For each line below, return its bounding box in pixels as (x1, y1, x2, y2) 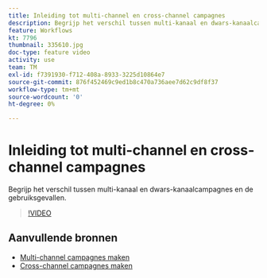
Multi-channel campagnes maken (19, 252, 130, 262)
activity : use (8, 56, 56, 64)
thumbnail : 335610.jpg (8, 41, 83, 49)
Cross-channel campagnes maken (19, 261, 133, 270)
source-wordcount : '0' (8, 93, 83, 101)
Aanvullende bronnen (8, 231, 118, 245)
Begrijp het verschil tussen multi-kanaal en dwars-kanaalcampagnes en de (8, 184, 253, 195)
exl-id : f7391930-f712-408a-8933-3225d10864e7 (8, 71, 165, 79)
